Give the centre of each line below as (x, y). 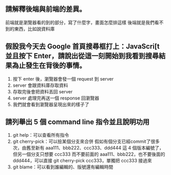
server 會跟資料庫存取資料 (40, 85)
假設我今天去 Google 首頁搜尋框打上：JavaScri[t (82, 47)
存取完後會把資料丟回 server (42, 91)
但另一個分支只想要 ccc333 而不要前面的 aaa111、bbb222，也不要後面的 (89, 154)
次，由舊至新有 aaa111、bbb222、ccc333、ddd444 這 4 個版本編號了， (88, 148)
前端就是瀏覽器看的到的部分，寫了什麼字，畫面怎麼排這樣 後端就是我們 (80, 22)
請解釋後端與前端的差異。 (46, 9)
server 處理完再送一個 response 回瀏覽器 (56, 98)
